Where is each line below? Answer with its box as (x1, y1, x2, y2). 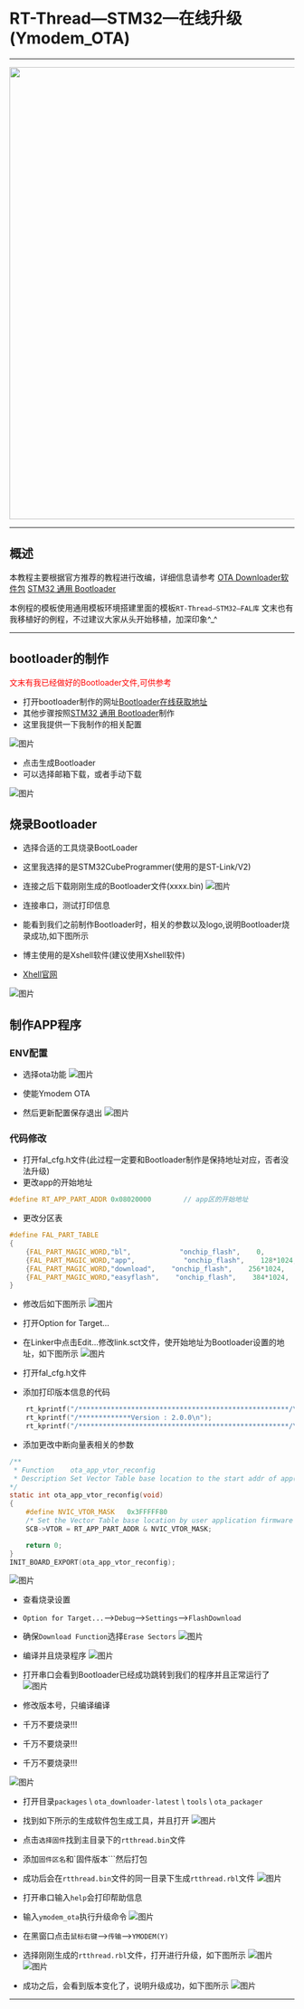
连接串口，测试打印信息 (22, 900, 110, 911)
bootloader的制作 (9, 651, 109, 667)
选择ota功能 (22, 1069, 67, 1080)
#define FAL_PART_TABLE (9, 1231, 100, 1240)
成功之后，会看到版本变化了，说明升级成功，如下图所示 (22, 1980, 229, 1991)
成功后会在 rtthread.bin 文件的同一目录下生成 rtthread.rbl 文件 (22, 1873, 255, 1884)
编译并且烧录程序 (22, 1650, 87, 1661)
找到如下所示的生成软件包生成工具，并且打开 (22, 1815, 190, 1826)
